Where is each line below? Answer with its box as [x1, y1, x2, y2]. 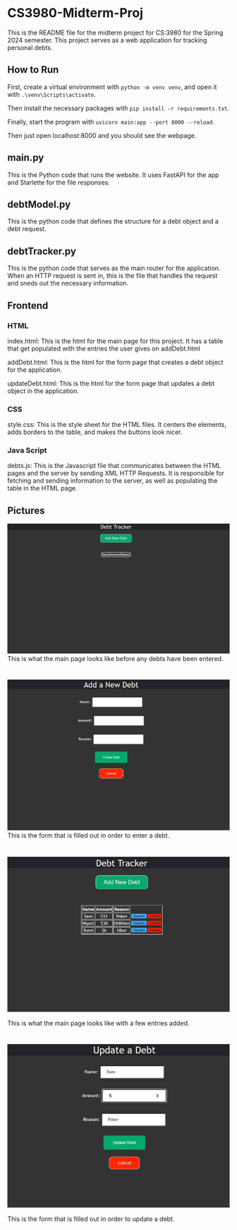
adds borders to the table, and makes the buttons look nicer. [7, 428, 183, 436]
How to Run [7, 64, 59, 76]
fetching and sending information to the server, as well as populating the [7, 476, 218, 485]
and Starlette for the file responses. [7, 178, 111, 187]
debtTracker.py [7, 245, 76, 257]
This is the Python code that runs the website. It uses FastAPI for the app [7, 170, 219, 179]
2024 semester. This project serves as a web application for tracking [7, 35, 207, 44]
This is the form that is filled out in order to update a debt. [7, 1214, 175, 1224]
